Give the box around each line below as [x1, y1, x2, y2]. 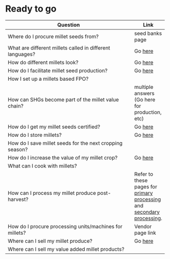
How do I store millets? [8, 131, 62, 138]
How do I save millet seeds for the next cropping [8, 139, 123, 146]
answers [134, 89, 155, 96]
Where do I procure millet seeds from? [8, 33, 99, 40]
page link [134, 229, 156, 236]
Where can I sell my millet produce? [8, 237, 93, 244]
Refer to [134, 170, 153, 177]
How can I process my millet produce [8, 189, 96, 196]
